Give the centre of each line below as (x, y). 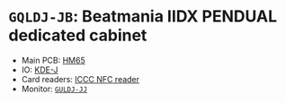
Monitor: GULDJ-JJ (54, 89)
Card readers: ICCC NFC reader (80, 79)
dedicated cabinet (78, 35)
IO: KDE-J (40, 70)
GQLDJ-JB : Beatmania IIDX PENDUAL (143, 17)
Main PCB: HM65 (54, 60)
